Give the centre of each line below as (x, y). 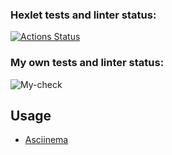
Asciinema (46, 140)
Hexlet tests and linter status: (83, 15)
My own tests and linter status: (87, 63)
